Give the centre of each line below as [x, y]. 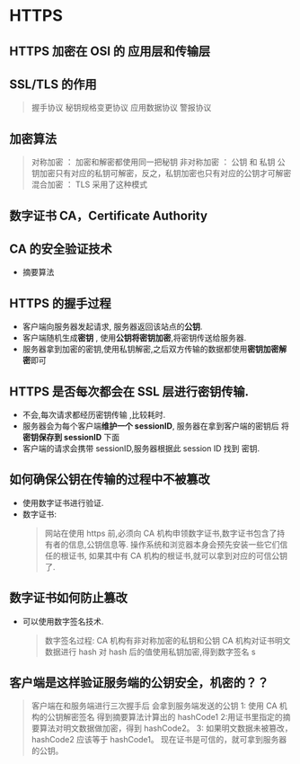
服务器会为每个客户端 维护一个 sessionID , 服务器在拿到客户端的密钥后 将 [156, 426]
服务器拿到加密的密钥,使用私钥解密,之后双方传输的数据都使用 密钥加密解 [154, 349]
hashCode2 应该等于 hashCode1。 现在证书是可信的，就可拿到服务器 [159, 740]
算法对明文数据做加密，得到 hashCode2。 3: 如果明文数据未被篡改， [166, 728]
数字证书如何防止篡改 [68, 598]
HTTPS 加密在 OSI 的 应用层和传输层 [110, 51]
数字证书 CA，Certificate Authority [109, 215]
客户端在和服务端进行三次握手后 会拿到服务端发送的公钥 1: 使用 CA [154, 706]
